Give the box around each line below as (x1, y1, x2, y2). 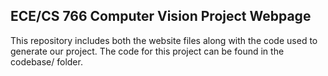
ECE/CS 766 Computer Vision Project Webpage (10, 8, 312, 25)
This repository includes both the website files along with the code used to (10, 34, 318, 46)
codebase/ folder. (10, 55, 83, 68)
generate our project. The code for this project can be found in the (10, 45, 285, 57)
